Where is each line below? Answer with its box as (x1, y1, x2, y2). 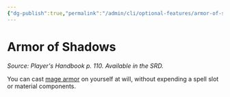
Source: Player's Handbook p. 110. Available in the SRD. (7, 62, 164, 70)
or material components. (7, 82, 77, 90)
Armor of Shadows (7, 39, 116, 54)
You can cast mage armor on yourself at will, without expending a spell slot (7, 75, 219, 83)
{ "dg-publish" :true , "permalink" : (7, 9, 103, 17)
